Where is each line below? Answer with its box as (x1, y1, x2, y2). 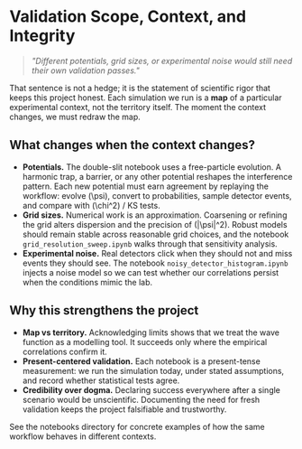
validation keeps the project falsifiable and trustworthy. (22, 404, 227, 415)
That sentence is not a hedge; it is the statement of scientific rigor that (9, 82, 270, 93)
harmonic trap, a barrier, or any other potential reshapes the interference (22, 171, 293, 182)
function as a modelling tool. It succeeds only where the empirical (22, 336, 268, 347)
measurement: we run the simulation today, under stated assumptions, (22, 365, 285, 376)
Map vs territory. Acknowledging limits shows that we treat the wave (22, 327, 279, 338)
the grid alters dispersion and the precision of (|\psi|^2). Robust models (22, 219, 288, 229)
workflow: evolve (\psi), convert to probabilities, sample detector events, (22, 190, 292, 201)
